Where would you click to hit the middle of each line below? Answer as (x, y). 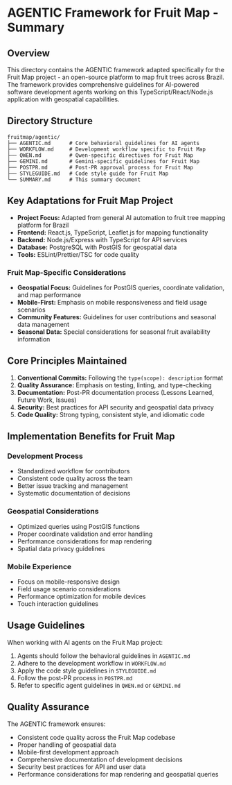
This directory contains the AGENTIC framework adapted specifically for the (116, 70)
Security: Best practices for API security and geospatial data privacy (116, 407)
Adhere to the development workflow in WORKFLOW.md (91, 663)
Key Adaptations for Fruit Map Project (90, 201)
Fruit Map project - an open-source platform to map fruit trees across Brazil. (116, 77)
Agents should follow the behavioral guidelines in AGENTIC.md (104, 656)
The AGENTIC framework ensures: (56, 724)
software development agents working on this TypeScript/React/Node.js (110, 92)
